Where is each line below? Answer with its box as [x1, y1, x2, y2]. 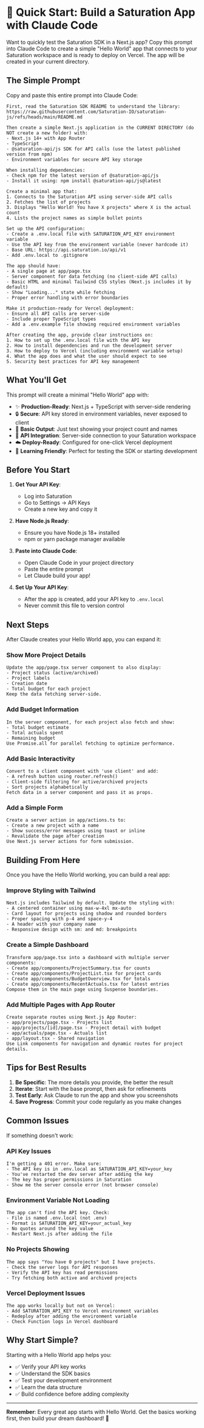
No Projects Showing [6, 1245, 70, 1254]
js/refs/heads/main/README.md [6, 114, 83, 120]
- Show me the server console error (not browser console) [6, 1182, 159, 1188]
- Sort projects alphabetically [6, 784, 88, 790]
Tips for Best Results [6, 1062, 87, 1073]
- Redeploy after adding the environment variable [6, 1313, 137, 1319]
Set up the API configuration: [6, 225, 86, 231]
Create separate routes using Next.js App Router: [6, 1014, 137, 1020]
